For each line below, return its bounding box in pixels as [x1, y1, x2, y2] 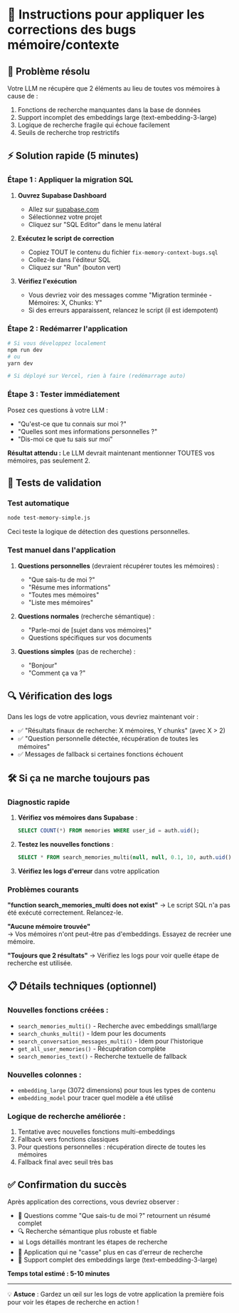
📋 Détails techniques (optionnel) [7, 980, 157, 992]
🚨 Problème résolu [7, 65, 90, 77]
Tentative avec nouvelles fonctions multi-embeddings [17, 1127, 176, 1136]
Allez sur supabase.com [28, 205, 100, 213]
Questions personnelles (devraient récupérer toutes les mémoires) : [17, 561, 219, 570]
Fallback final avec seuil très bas [17, 1158, 114, 1167]
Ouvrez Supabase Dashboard [17, 191, 107, 199]
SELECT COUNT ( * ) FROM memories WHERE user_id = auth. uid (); [17, 827, 200, 835]
